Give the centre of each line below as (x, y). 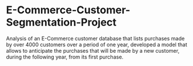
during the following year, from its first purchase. (65, 57)
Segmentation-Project (61, 22)
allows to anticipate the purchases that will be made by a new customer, (93, 50)
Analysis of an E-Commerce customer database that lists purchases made (96, 38)
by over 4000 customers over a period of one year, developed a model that (96, 45)
